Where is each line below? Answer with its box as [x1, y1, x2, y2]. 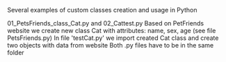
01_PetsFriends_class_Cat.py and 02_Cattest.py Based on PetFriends [7, 19, 204, 27]
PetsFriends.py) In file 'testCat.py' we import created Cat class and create [7, 34, 219, 42]
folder [7, 48, 24, 56]
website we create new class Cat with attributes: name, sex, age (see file [7, 27, 216, 34]
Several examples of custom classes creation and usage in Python [7, 6, 197, 14]
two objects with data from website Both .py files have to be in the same [7, 41, 214, 49]
